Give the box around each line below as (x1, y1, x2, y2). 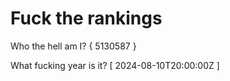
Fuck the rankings (10, 7, 163, 30)
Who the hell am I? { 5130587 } (10, 40, 137, 52)
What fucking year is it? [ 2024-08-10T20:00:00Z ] (10, 59, 220, 71)
